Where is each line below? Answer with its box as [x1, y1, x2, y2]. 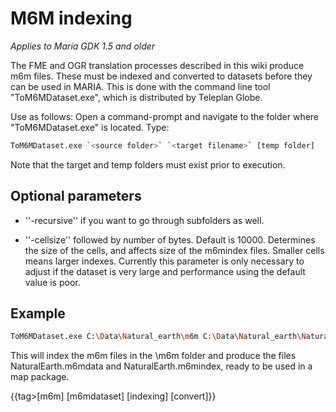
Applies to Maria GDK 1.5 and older [10, 40, 156, 52]
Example [10, 305, 66, 322]
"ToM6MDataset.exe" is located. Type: [10, 121, 170, 133]
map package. [10, 371, 70, 383]
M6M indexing [10, 7, 133, 30]
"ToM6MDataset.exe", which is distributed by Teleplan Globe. [10, 91, 263, 103]
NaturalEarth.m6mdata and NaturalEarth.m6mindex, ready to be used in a [10, 360, 313, 372]
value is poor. [24, 276, 81, 288]
